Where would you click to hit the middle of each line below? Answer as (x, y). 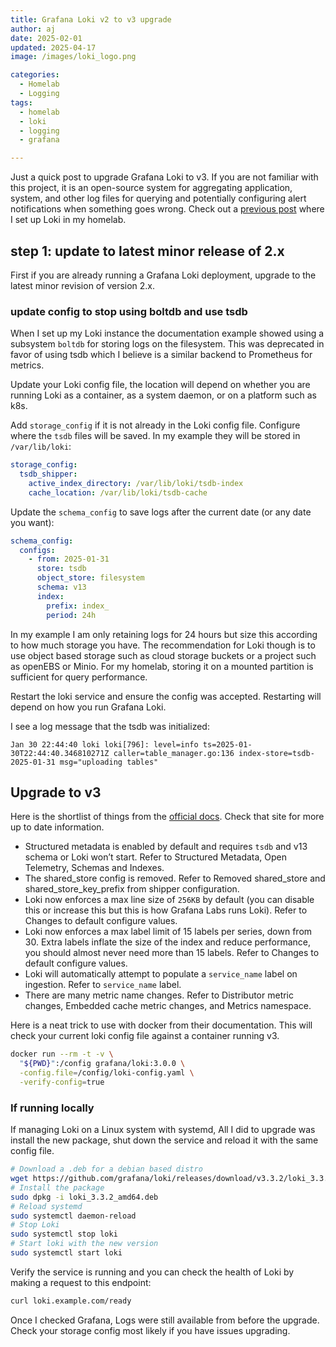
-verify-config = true (62, 1082)
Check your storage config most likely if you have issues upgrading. (150, 1330)
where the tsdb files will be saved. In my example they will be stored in (155, 436)
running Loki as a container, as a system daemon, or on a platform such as (163, 395)
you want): (32, 522)
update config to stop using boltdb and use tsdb (129, 311)
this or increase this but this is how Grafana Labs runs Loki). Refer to (166, 910)
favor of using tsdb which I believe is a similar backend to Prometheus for (161, 355)
